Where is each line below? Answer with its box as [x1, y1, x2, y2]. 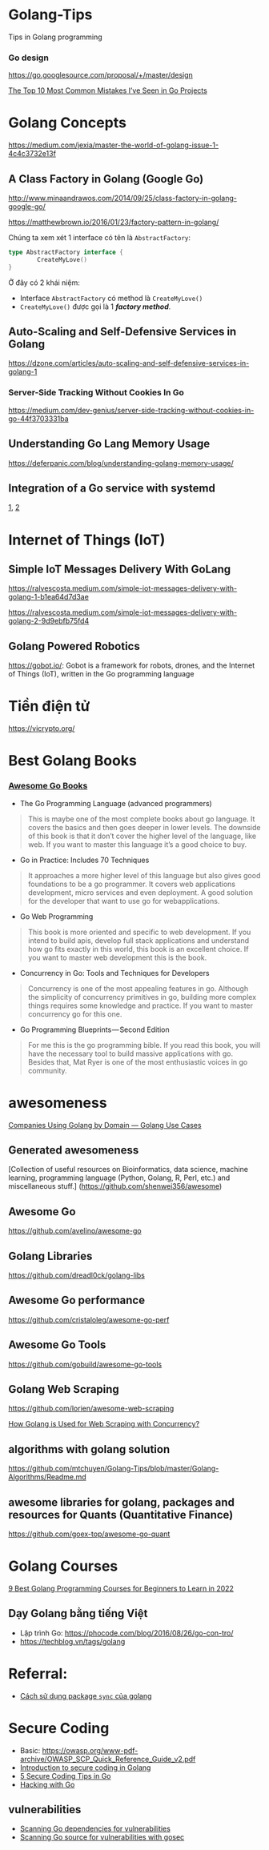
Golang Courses [8, 1557, 118, 1575]
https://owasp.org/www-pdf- [42, 1745, 139, 1755]
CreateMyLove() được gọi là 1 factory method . [19, 302, 171, 311]
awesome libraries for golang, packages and [8, 1495, 235, 1509]
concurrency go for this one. [27, 1009, 122, 1018]
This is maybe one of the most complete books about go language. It [27, 814, 255, 824]
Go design [8, 52, 50, 63]
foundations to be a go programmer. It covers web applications [27, 879, 236, 889]
